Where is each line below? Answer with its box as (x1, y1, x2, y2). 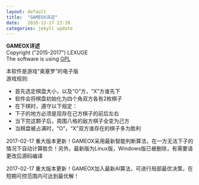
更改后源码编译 (6, 152, 43, 159)
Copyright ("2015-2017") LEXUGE (6, 49, 88, 57)
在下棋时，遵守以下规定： (14, 102, 78, 110)
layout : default (6, 8, 46, 15)
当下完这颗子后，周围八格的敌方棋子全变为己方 (14, 117, 129, 125)
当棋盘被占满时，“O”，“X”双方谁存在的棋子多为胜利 (14, 125, 141, 132)
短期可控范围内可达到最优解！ (6, 173, 79, 180)
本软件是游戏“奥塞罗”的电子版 (6, 68, 79, 75)
